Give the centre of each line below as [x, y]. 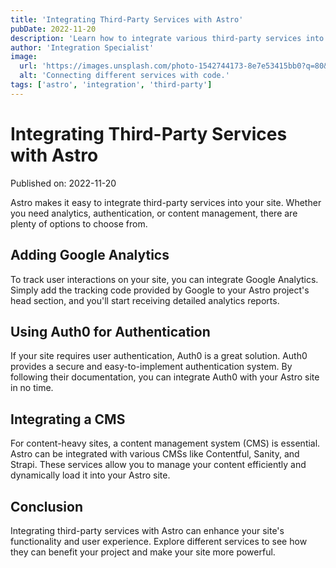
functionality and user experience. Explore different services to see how [159, 541]
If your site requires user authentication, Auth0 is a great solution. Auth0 [159, 356]
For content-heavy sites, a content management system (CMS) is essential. [165, 443]
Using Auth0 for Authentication [110, 331]
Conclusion [47, 506]
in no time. [32, 388]
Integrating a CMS [68, 419]
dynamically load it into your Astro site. [90, 475]
